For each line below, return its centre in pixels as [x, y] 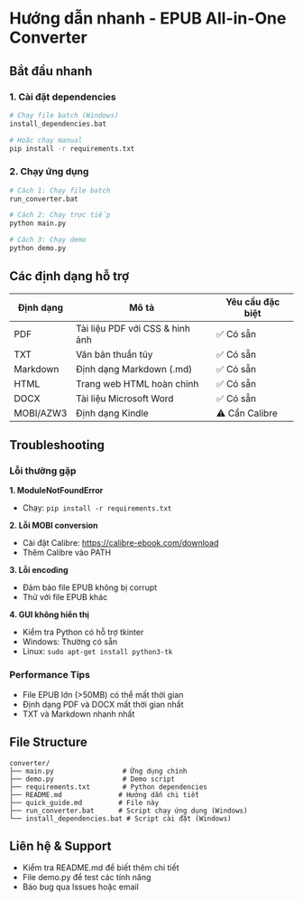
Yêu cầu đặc [252, 302]
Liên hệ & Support [60, 845]
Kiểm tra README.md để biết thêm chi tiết [101, 868]
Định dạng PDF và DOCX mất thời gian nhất [103, 704]
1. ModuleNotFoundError [56, 491]
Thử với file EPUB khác [65, 597]
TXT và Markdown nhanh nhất [78, 714]
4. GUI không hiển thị [50, 615]
